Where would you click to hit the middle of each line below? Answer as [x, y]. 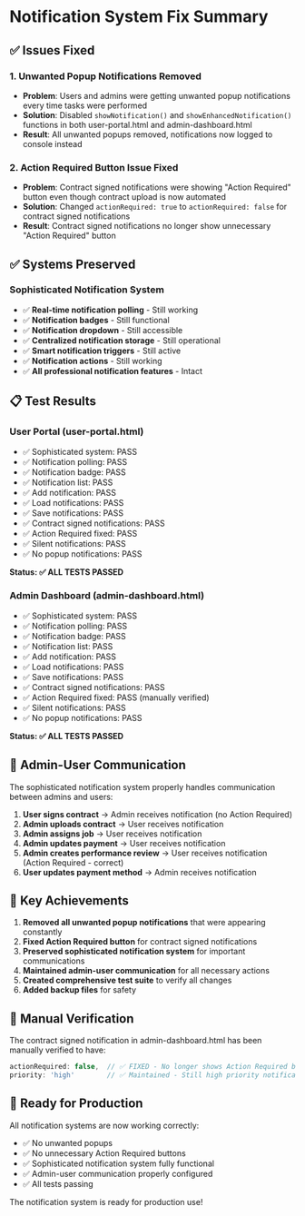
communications [54, 961]
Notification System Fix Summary [139, 17]
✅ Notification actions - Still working [92, 361]
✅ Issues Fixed [52, 50]
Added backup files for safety [79, 990]
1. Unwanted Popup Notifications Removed [106, 76]
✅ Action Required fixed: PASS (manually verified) [116, 697]
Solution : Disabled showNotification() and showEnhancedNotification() [157, 114]
